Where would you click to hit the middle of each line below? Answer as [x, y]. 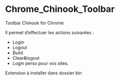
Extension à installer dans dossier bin [43, 73]
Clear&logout [26, 58]
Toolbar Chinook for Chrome [34, 23]
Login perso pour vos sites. [40, 63]
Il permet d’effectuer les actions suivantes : [49, 32]
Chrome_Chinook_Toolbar [60, 9]
